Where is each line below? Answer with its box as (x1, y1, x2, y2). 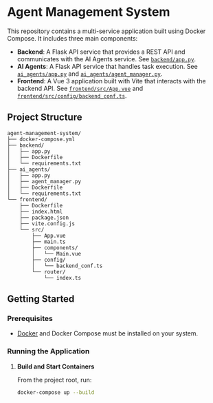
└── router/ (32, 268, 67, 276)
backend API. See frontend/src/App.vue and (16, 84, 144, 92)
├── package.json (19, 214, 69, 221)
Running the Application (7, 347, 90, 356)
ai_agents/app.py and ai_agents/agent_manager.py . (16, 70, 163, 78)
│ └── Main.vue (32, 250, 81, 257)
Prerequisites (7, 314, 53, 324)
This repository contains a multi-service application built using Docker (7, 27, 206, 35)
